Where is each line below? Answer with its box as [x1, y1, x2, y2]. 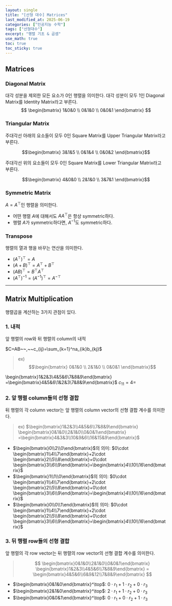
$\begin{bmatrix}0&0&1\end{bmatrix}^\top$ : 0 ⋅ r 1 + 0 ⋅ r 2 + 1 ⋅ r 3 [12, 594, 148, 602]
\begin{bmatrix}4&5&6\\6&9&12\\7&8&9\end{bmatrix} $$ [32, 571, 153, 578]
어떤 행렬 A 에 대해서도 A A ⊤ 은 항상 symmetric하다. [12, 212, 115, 219]
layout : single [5, 7, 38, 13]
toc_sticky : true [5, 46, 42, 51]
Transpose [5, 232, 33, 239]
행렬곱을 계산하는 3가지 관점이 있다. [5, 309, 77, 315]
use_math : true [5, 36, 38, 42]
